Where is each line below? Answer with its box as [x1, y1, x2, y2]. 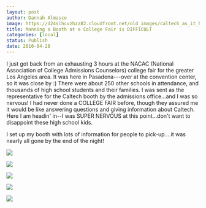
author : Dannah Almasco [6, 15, 67, 21]
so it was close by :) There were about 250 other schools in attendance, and [6, 79, 199, 87]
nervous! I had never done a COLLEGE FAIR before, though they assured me [6, 99, 199, 106]
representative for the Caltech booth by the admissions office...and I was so [6, 93, 198, 100]
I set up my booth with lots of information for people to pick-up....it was [6, 130, 186, 138]
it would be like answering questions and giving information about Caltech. [6, 106, 195, 113]
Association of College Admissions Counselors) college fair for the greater [6, 66, 194, 74]
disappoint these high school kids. [6, 118, 93, 126]
